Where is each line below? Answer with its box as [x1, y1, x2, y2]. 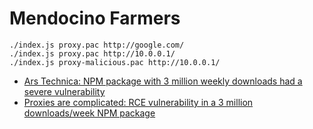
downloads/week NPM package [23, 107, 156, 119]
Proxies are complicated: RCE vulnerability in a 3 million [23, 96, 254, 108]
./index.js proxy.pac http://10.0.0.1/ [9, 48, 176, 59]
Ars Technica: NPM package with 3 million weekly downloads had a [23, 75, 303, 87]
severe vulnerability [23, 85, 106, 97]
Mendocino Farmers [9, 7, 181, 30]
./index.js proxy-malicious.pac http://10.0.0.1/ [9, 57, 221, 67]
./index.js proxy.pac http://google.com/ [9, 40, 185, 50]
